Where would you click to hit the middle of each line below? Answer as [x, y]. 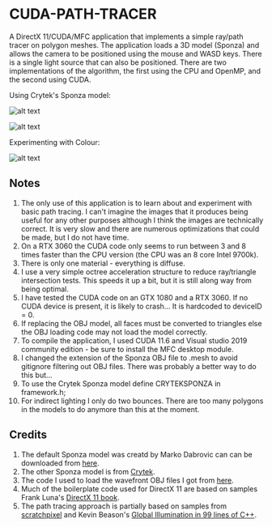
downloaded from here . [60, 463]
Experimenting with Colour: [55, 142]
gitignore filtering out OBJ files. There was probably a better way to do [139, 366]
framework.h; [43, 392]
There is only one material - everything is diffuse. [103, 263]
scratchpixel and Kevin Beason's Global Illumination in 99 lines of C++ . [139, 514]
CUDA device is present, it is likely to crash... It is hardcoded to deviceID [141, 306]
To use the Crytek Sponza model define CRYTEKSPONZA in [121, 383]
